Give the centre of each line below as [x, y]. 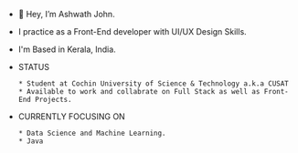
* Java [31, 141]
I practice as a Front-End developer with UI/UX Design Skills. [132, 31]
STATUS [34, 67]
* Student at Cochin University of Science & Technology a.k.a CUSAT [154, 84]
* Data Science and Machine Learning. [92, 133]
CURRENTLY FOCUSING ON [71, 117]
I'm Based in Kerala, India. [67, 49]
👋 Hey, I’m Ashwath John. [67, 14]
